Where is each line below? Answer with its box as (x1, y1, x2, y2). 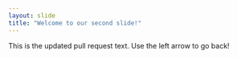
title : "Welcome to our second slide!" (8, 19, 142, 27)
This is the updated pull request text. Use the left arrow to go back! (8, 41, 231, 50)
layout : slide (8, 11, 56, 20)
